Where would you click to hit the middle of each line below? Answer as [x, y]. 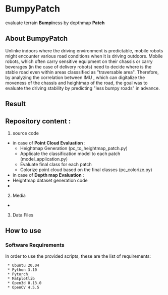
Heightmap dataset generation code [50, 180]
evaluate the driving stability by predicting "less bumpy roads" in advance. [82, 88]
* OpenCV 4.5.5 [23, 287]
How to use [23, 231]
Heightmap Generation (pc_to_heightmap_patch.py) [74, 148]
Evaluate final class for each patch [56, 164]
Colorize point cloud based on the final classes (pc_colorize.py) [86, 170]
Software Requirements [35, 245]
